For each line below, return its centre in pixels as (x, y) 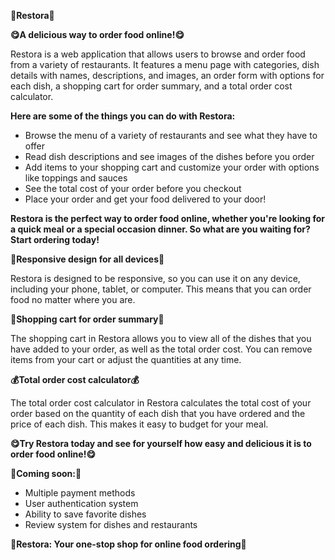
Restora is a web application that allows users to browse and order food (158, 54)
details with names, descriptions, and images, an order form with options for (167, 75)
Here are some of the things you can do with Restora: (123, 116)
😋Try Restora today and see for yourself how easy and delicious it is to (161, 443)
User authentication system (81, 503)
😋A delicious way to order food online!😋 (97, 34)
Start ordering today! (55, 239)
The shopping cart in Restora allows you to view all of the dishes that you (161, 338)
